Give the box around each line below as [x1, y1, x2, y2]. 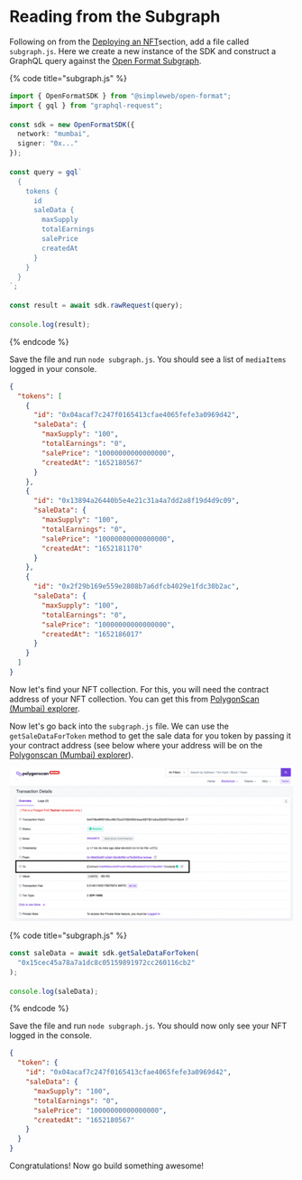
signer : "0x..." [17, 139, 78, 148]
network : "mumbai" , [17, 129, 91, 139]
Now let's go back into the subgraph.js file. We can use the [9, 720, 230, 731]
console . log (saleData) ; [9, 987, 99, 996]
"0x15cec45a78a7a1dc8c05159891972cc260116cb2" [17, 958, 196, 967]
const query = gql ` [9, 167, 83, 177]
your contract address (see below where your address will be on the [9, 739, 263, 750]
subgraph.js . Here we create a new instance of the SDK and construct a [9, 45, 277, 56]
